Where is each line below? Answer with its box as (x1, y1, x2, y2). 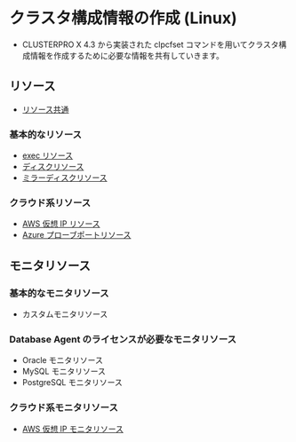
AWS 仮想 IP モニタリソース (21, 423, 124, 434)
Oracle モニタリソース (21, 355, 104, 366)
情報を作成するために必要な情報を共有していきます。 (29, 50, 224, 60)
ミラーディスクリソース (21, 172, 108, 183)
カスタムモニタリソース (21, 309, 108, 320)
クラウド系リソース (9, 196, 92, 209)
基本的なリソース (9, 128, 83, 140)
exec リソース (21, 150, 74, 161)
